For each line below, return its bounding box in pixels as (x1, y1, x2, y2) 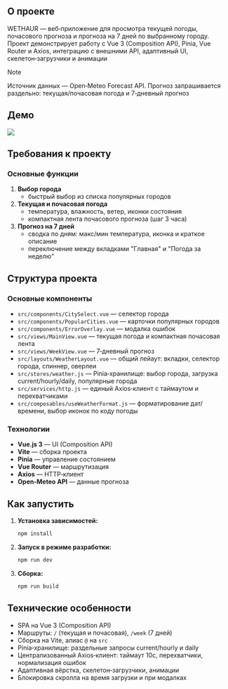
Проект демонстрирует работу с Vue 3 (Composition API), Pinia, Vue (7, 39, 211, 48)
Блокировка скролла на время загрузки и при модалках (17, 673, 187, 681)
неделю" (27, 252, 55, 261)
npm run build (17, 583, 59, 590)
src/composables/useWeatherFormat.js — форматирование (17, 399, 189, 407)
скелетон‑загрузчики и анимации (7, 54, 107, 63)
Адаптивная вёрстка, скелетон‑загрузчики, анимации (17, 666, 180, 674)
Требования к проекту (7, 148, 112, 160)
